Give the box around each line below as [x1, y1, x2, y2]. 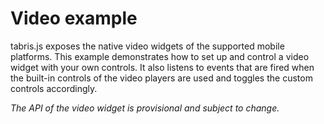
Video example [10, 7, 138, 30]
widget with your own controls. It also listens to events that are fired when [10, 61, 315, 73]
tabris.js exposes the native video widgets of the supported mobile [10, 40, 285, 52]
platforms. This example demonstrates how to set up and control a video [10, 50, 310, 62]
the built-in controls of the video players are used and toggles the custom [10, 72, 313, 84]
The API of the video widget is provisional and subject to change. [10, 102, 280, 114]
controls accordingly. [10, 82, 98, 94]
